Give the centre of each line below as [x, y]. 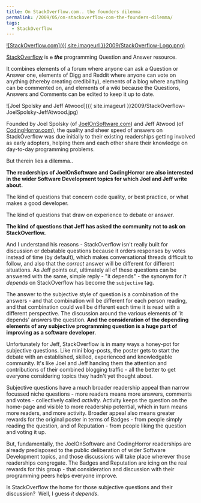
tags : [13, 23]
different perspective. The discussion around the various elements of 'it [94, 314]
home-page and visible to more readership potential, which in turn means [97, 407]
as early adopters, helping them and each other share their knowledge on [97, 143]
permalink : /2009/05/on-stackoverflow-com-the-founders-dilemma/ [89, 17]
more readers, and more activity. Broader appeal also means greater [91, 413]
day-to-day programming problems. [50, 149]
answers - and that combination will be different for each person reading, [97, 301]
